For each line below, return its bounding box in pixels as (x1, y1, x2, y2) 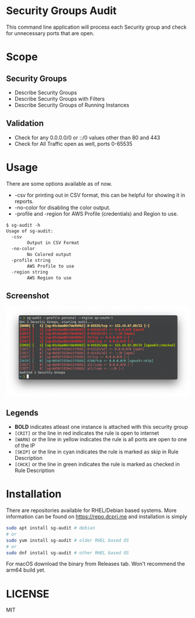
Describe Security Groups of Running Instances (14, 101, 130, 108)
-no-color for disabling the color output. (14, 204, 111, 211)
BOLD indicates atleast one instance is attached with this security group (14, 424, 188, 431)
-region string (11, 269, 48, 275)
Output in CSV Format (27, 240, 80, 245)
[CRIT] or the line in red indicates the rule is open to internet (14, 429, 159, 437)
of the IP (14, 442, 35, 449)
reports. (14, 197, 34, 204)
